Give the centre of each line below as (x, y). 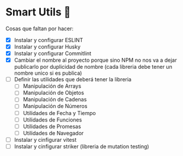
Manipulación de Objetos (53, 93)
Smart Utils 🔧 (38, 12)
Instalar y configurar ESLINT (49, 40)
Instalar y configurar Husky (47, 47)
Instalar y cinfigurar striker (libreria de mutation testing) (81, 146)
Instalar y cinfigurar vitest (45, 139)
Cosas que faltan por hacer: (40, 28)
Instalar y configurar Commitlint (53, 53)
